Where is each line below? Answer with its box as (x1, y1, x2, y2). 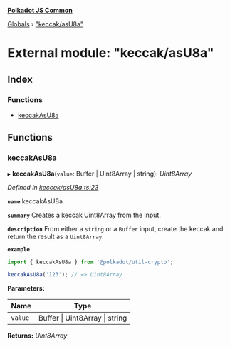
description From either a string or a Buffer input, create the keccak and (7, 224, 224, 233)
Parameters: (7, 284, 45, 293)
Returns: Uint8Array (7, 331, 68, 340)
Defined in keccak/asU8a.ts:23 (7, 183, 99, 191)
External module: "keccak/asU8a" (7, 45, 214, 61)
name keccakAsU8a (7, 196, 63, 206)
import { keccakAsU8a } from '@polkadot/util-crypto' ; (7, 258, 174, 266)
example (7, 246, 31, 253)
